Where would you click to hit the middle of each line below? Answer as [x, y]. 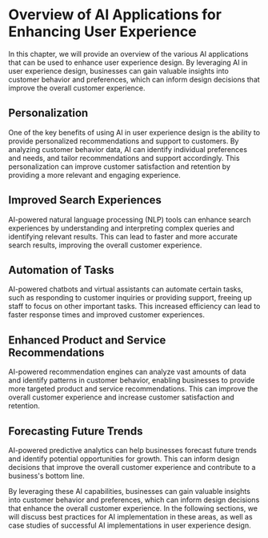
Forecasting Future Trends [76, 431]
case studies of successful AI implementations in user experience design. [130, 525]
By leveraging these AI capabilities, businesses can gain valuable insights [129, 491]
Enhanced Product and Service [87, 340]
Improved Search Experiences [85, 201]
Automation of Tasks [61, 270]
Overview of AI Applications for [115, 15]
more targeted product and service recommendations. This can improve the [133, 389]
